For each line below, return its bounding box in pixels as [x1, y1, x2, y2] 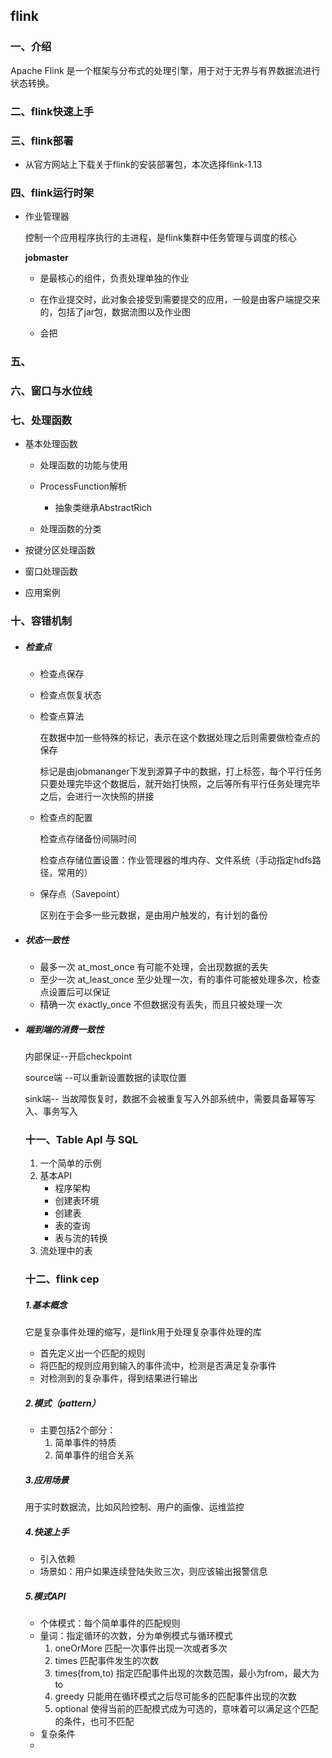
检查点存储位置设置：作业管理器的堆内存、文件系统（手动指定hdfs [39, 854, 313, 866]
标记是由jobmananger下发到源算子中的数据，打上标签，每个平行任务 [39, 765, 323, 778]
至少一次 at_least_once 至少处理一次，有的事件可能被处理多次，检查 [39, 974, 321, 986]
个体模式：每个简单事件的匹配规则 [39, 1617, 181, 1629]
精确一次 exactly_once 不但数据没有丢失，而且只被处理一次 [39, 999, 283, 1011]
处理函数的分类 [39, 523, 102, 535]
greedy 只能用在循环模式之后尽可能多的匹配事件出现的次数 [54, 1690, 297, 1703]
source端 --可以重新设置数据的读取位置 [24, 1072, 187, 1084]
